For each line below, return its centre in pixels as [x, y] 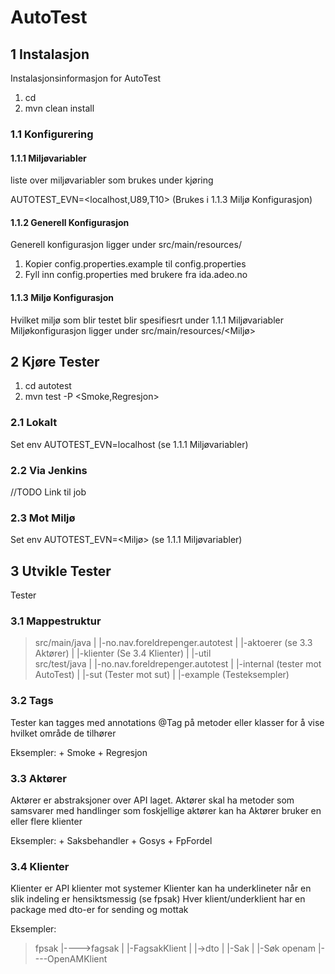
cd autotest [48, 386]
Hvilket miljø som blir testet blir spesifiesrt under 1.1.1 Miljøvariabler [147, 320]
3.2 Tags [32, 701]
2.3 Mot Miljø [43, 518]
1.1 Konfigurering [52, 134]
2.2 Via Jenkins [49, 470]
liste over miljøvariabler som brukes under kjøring [112, 180]
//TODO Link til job [48, 492]
